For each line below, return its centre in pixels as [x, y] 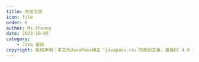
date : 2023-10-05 [28, 34]
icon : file [20, 17]
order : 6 [17, 22]
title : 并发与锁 [24, 12]
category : [18, 39]
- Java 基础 [31, 45]
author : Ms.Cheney [29, 28]
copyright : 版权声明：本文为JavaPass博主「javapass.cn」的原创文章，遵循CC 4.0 [98, 50]
